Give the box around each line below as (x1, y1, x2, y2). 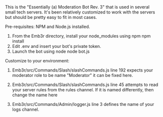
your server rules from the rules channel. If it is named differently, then (12, 87, 154, 92)
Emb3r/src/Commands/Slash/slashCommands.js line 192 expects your (12, 67, 153, 73)
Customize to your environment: (5, 58, 70, 63)
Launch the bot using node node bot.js (12, 48, 90, 54)
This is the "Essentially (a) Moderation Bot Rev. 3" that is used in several (5, 4, 150, 10)
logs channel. (12, 106, 39, 112)
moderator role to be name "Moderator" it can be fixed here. (12, 73, 133, 78)
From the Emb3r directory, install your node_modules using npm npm (12, 33, 151, 39)
